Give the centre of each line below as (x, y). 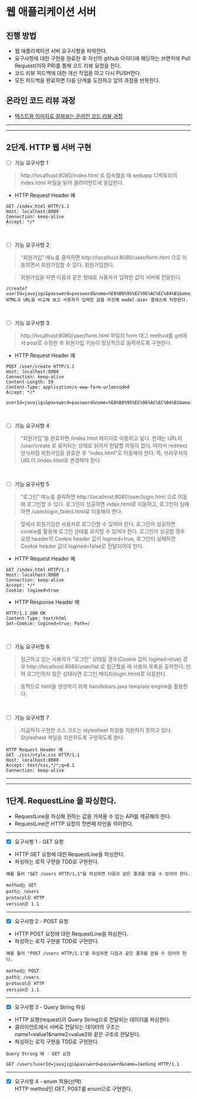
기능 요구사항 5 (32, 484)
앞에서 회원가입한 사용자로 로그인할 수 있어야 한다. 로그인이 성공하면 (98, 524)
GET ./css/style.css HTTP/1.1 (43, 755)
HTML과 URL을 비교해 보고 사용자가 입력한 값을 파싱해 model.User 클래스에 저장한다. (97, 300)
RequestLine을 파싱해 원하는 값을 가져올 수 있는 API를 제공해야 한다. (93, 816)
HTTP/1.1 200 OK (26, 613)
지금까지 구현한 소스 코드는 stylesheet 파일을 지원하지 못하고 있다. (96, 730)
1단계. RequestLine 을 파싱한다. (61, 801)
